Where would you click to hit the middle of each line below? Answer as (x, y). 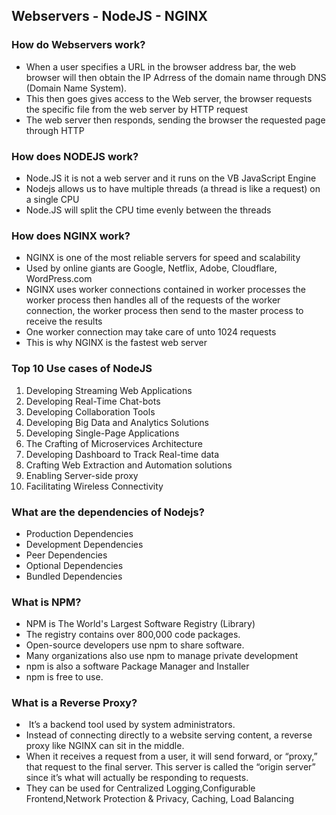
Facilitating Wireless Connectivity (94, 486)
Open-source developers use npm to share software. (135, 645)
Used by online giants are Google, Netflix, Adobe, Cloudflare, (151, 268)
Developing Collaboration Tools (90, 411)
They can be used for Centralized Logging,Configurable (140, 788)
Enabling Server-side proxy (82, 475)
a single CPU (52, 199)
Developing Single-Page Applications (102, 433)
